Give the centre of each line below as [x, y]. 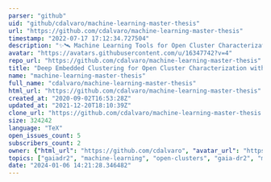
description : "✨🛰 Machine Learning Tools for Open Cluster [112, 46]
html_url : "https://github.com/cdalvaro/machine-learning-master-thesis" [135, 91]
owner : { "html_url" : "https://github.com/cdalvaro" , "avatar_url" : [124, 151]
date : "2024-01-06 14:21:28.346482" [70, 166]
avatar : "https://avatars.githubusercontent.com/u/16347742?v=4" [120, 53]
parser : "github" [38, 16]
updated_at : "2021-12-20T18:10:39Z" [70, 105]
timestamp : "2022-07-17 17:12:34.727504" [79, 38]
